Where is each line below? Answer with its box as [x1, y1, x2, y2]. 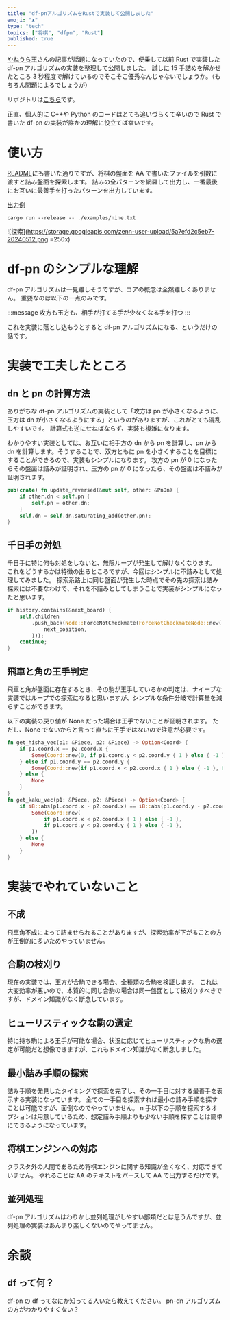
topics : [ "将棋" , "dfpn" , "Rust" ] [7, 29, 104, 36]
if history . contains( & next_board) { [7, 607, 112, 614]
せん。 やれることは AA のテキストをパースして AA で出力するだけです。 [18, 1171, 223, 1179]
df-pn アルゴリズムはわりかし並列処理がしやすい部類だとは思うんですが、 [7, 1212, 216, 1221]
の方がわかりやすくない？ [7, 1305, 79, 1313]
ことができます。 [18, 702, 67, 710]
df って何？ [7, 1277, 55, 1289]
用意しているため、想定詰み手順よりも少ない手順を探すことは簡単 [36, 1112, 223, 1121]
